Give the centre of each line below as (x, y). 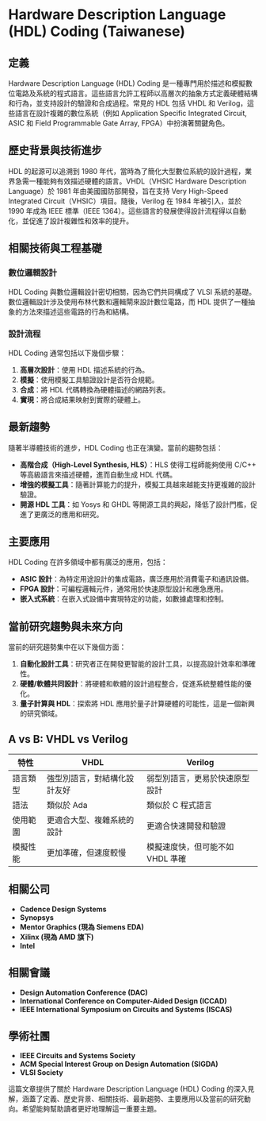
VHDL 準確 (166, 859)
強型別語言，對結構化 (86, 779)
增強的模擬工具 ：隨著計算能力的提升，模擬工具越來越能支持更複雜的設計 (137, 484)
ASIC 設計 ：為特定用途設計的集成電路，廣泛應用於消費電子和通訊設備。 (136, 579)
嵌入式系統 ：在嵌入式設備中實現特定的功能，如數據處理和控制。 (123, 599)
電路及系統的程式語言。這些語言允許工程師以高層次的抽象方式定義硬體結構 (136, 93)
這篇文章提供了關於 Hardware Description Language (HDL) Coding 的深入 (128, 1089)
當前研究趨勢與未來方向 (65, 626)
